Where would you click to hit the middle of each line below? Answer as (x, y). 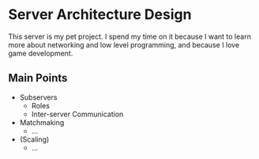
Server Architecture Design (100, 15)
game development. (41, 53)
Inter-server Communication (77, 114)
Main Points (38, 78)
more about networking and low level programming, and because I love (124, 44)
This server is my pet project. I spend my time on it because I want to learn (129, 36)
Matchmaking (42, 122)
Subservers (38, 97)
